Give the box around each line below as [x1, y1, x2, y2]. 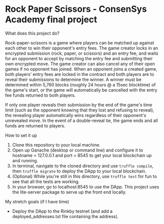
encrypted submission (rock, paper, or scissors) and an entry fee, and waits [5, 50, 159, 56]
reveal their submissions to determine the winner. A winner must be [5, 76, 141, 82]
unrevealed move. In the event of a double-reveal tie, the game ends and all [5, 117, 158, 123]
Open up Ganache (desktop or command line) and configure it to [12, 147, 143, 153]
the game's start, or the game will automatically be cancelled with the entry [5, 87, 158, 93]
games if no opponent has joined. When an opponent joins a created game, [5, 66, 158, 72]
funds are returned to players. [5, 122, 65, 129]
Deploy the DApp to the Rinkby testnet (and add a [12, 208, 113, 214]
